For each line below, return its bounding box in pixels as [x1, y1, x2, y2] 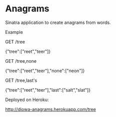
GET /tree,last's [5, 77, 37, 83]
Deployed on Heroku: [5, 97, 49, 103]
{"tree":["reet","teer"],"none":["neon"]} [5, 68, 85, 74]
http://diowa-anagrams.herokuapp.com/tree [5, 106, 96, 112]
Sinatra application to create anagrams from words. [5, 19, 111, 25]
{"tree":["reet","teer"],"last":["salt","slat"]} [5, 87, 91, 93]
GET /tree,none [5, 58, 36, 64]
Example [5, 29, 23, 35]
